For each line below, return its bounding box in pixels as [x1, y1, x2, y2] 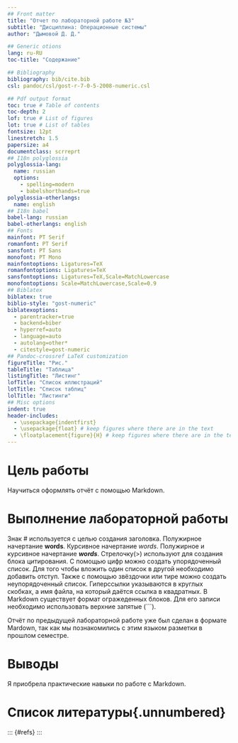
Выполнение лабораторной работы [7, 511, 229, 527]
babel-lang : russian [7, 214, 69, 221]
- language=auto [13, 333, 62, 340]
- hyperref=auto [13, 326, 62, 334]
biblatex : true [7, 293, 52, 300]
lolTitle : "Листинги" [7, 392, 72, 399]
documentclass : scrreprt [7, 148, 81, 155]
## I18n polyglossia [7, 154, 69, 162]
